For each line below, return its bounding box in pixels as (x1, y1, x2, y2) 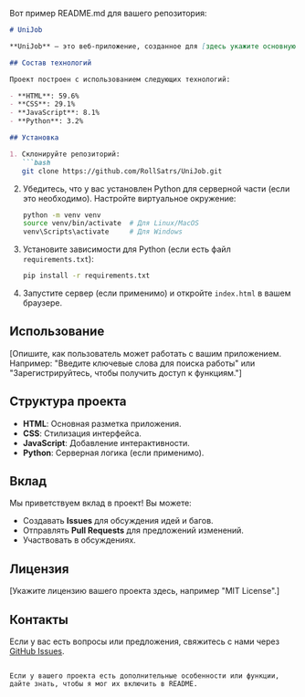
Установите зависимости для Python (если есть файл (22, 244, 231, 255)
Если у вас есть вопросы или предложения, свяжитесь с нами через (9, 636, 280, 647)
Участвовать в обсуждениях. (22, 535, 137, 546)
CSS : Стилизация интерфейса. (22, 428, 142, 439)
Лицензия (9, 561, 69, 577)
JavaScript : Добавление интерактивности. (22, 437, 190, 448)
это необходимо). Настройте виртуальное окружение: (22, 192, 237, 203)
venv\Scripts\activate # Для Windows (22, 227, 184, 236)
